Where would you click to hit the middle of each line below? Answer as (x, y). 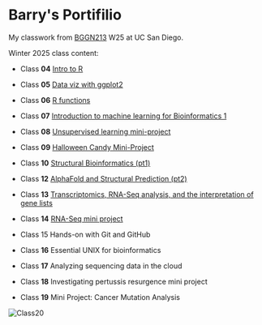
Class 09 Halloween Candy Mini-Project (87, 147)
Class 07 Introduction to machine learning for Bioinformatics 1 (123, 116)
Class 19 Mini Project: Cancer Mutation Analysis (100, 297)
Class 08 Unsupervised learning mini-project (95, 131)
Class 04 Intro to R (52, 68)
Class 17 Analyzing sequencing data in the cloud (101, 266)
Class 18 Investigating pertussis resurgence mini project (114, 281)
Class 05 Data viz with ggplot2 (71, 84)
